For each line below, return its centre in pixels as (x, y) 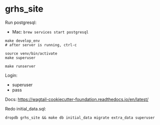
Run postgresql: (21, 22)
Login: (11, 75)
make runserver (20, 66)
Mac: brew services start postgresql (50, 32)
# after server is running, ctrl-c (41, 45)
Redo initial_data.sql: (25, 108)
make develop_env (23, 41)
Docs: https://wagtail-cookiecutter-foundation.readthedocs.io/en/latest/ (77, 99)
